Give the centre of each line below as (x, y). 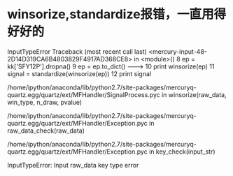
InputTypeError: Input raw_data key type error (73, 165)
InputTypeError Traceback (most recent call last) (77, 51)
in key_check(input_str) (182, 152)
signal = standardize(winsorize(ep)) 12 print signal (79, 73)
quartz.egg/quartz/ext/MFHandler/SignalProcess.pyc (84, 94)
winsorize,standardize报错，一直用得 (117, 14)
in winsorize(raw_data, (194, 94)
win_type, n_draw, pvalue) (45, 102)
